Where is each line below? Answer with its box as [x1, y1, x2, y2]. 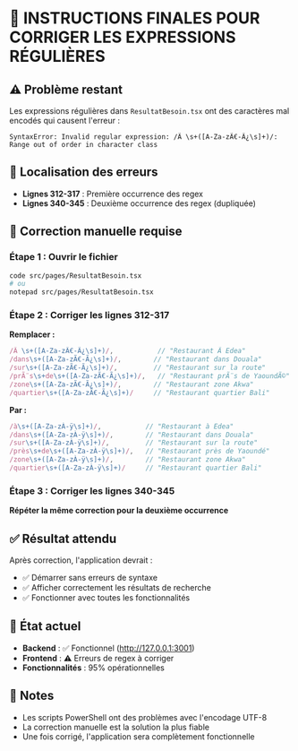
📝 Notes [9, 688, 55, 704]
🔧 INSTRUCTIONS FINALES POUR [9, 8, 260, 29]
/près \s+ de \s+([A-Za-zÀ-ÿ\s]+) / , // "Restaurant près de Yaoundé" [9, 447, 270, 456]
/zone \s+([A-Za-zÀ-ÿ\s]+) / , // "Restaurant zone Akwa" [9, 455, 246, 464]
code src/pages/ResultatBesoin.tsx [9, 271, 142, 281]
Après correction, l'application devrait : [9, 555, 153, 565]
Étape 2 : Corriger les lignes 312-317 [9, 309, 170, 322]
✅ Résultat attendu [9, 531, 117, 546]
